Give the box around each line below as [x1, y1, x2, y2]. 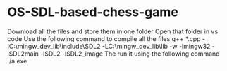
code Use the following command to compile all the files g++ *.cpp [7, 34, 201, 42]
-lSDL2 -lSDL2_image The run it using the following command [39, 49, 220, 58]
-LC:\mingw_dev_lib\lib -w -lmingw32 [102, 42, 211, 50]
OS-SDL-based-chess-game [7, 4, 178, 20]
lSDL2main [7, 49, 39, 58]
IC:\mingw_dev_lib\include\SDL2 [7, 42, 101, 50]
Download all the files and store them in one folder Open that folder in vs [7, 27, 219, 35]
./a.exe [7, 56, 27, 65]
